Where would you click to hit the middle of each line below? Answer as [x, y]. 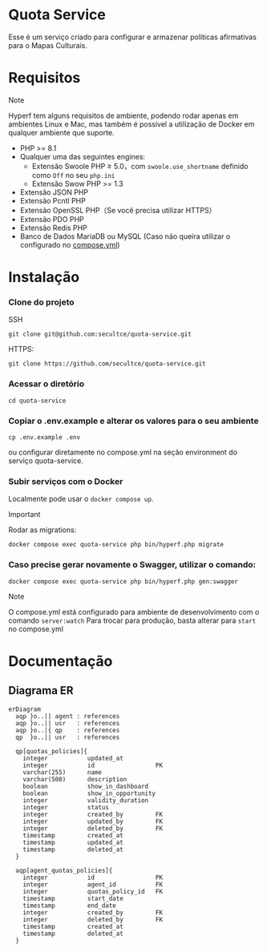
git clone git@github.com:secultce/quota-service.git [100, 334]
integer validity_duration [86, 800]
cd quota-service [37, 401]
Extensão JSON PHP [54, 192]
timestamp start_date [73, 898]
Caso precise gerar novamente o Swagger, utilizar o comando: [132, 565]
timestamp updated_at [73, 842]
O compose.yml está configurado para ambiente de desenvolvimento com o [134, 611]
